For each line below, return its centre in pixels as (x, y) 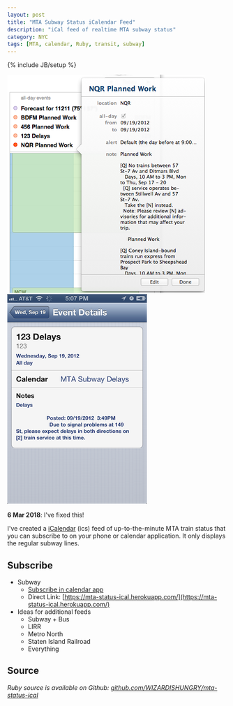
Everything (43, 649)
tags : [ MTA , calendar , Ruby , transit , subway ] (76, 44)
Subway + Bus (48, 619)
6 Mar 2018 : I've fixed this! (46, 515)
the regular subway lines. (44, 543)
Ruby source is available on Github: (58, 687)
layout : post (26, 15)
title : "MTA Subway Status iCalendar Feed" (72, 22)
